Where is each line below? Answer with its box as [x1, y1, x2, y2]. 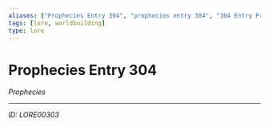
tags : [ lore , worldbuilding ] [8, 19, 106, 27]
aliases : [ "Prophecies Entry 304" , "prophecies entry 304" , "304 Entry [8, 11, 252, 20]
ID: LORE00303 [8, 110, 60, 120]
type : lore [8, 26, 45, 34]
